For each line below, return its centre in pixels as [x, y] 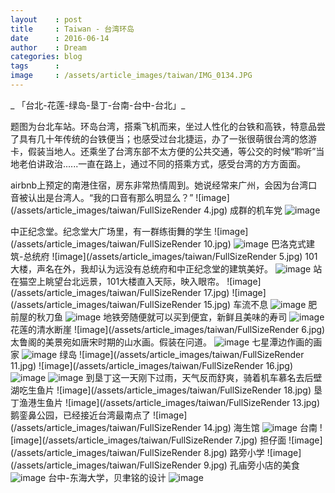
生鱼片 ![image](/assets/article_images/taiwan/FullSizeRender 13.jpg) [178, 402]
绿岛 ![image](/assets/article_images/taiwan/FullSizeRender [182, 354]
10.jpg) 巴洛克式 [255, 243]
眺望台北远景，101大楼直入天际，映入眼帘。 [134, 281]
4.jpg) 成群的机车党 [243, 210]
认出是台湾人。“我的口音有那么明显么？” [110, 197]
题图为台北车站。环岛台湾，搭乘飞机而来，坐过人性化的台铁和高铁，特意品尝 [168, 126]
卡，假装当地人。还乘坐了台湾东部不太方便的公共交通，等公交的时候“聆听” [163, 151]
